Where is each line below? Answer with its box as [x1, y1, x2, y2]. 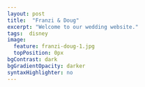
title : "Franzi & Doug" [7, 17, 79, 24]
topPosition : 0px [13, 50, 64, 57]
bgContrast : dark [7, 56, 58, 63]
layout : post [7, 10, 45, 18]
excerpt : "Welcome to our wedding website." [7, 23, 139, 30]
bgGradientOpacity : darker [7, 62, 86, 69]
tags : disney [7, 29, 49, 37]
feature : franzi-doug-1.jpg [13, 43, 96, 50]
